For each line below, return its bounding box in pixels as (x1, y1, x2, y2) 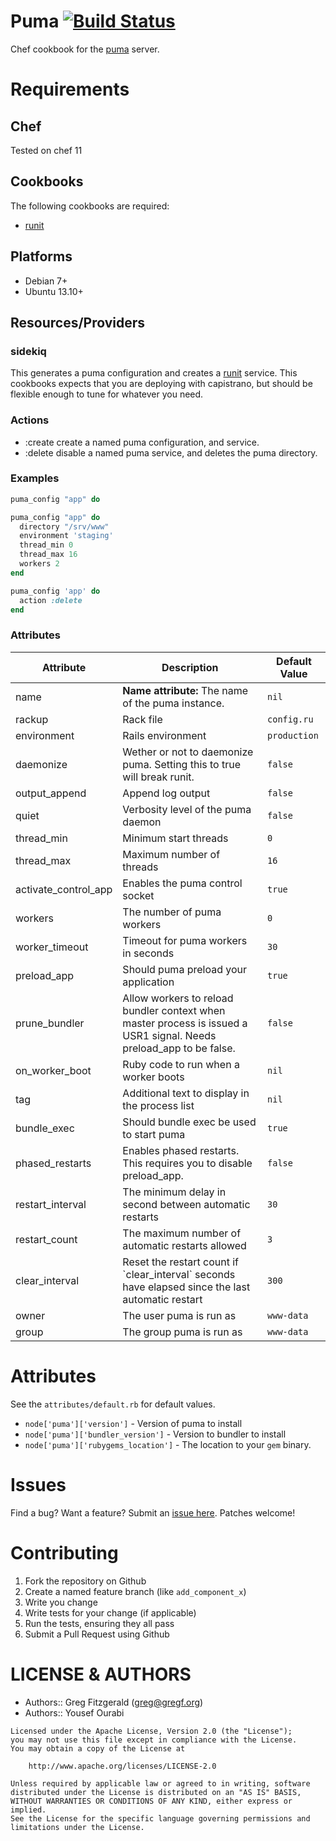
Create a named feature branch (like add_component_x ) (24, 1585, 247, 1597)
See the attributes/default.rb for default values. (10, 1398, 216, 1410)
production (267, 730, 319, 741)
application (122, 975, 175, 989)
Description (161, 660, 219, 674)
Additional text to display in (122, 1086, 250, 1100)
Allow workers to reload (122, 991, 234, 1005)
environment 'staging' (19, 531, 114, 541)
